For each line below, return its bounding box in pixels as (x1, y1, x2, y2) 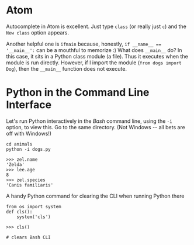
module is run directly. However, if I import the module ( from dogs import (6, 59, 182, 66)
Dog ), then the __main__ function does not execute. (6, 65, 127, 72)
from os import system (6, 203, 61, 209)
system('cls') (16, 214, 51, 220)
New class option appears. (6, 29, 69, 36)
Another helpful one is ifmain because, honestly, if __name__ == (6, 40, 162, 47)
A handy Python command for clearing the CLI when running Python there (6, 192, 185, 199)
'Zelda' (6, 161, 25, 167)
